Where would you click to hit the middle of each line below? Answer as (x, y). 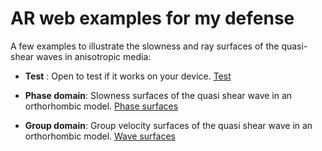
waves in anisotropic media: (94, 56)
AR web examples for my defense (152, 18)
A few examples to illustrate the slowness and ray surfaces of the (145, 46)
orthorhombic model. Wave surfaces (100, 136)
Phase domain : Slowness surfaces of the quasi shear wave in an (158, 95)
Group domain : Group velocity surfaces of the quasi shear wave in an (168, 125)
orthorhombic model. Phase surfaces (101, 106)
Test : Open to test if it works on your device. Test (128, 76)
